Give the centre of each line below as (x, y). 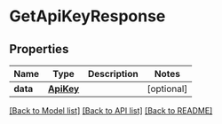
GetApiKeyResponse (87, 16)
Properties (39, 49)
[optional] (167, 89)
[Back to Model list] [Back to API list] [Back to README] (111, 111)
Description (113, 74)
